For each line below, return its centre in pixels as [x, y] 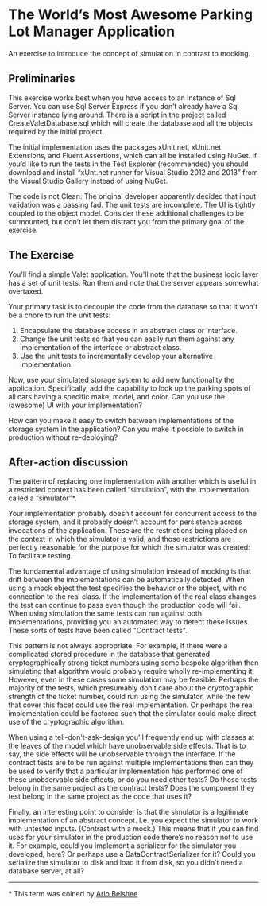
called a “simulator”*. [43, 498]
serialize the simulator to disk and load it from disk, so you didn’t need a [126, 863]
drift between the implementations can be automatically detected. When [126, 580]
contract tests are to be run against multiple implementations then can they [131, 763]
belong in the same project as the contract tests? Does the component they [132, 788]
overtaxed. [26, 291]
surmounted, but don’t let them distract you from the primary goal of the [126, 221]
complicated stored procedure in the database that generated [109, 655]
